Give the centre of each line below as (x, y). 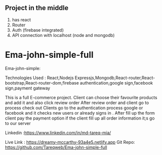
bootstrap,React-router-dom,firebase (42, 83)
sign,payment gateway (28, 88)
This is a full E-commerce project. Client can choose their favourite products (81, 97)
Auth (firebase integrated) (38, 30)
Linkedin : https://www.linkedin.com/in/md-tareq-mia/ (58, 133)
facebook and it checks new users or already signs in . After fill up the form (80, 113)
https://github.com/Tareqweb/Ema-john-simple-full (56, 147)
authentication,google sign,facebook (116, 83)
